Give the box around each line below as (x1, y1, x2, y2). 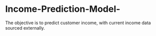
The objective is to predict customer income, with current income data (5, 20, 151, 26)
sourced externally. (5, 25, 45, 31)
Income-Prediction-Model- (5, 3, 121, 15)
